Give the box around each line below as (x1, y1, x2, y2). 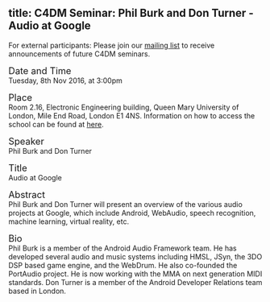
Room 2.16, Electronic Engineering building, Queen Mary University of (8, 102, 239, 112)
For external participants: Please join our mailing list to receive (8, 40, 215, 50)
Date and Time (8, 64, 72, 77)
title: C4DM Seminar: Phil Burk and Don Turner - (8, 6, 254, 20)
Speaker (8, 134, 44, 147)
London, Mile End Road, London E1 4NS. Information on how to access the (8, 110, 255, 120)
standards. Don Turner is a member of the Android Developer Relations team (8, 277, 263, 287)
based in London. (8, 286, 67, 296)
